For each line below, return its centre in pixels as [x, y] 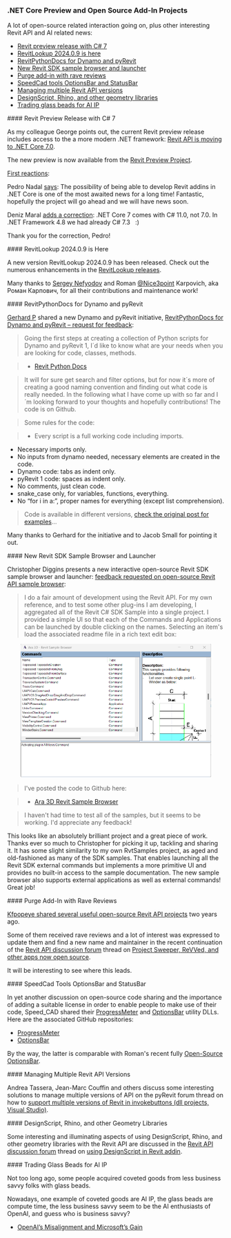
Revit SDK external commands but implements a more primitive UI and [107, 865]
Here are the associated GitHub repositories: [70, 1019]
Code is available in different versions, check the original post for [116, 514]
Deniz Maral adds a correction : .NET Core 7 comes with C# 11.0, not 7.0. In [112, 215]
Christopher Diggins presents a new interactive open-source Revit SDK [108, 569]
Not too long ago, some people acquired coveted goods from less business [114, 1178]
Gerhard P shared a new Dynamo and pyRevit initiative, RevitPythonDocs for [115, 318]
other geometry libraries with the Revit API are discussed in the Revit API [110, 1144]
